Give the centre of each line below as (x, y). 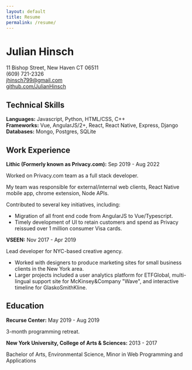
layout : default (26, 11)
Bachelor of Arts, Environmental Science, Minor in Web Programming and (95, 354)
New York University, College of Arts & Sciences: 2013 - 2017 (82, 343)
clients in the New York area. (49, 268)
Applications (21, 360)
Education (25, 306)
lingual (23, 281)
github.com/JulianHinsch (36, 86)
